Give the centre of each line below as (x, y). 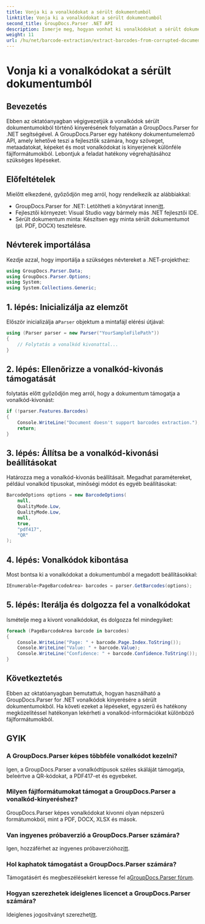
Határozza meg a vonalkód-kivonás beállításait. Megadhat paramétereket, (99, 477)
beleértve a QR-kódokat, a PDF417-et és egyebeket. (72, 776)
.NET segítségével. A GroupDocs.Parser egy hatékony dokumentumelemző (101, 134)
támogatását (31, 378)
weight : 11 (20, 35)
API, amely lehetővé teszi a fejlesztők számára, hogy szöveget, (85, 141)
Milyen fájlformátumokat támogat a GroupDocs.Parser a (91, 792)
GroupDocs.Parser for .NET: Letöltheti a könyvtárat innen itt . (90, 206)
